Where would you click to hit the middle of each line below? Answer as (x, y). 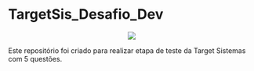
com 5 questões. (35, 59)
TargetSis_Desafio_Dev (86, 14)
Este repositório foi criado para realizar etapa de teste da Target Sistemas (127, 50)
